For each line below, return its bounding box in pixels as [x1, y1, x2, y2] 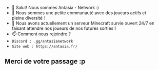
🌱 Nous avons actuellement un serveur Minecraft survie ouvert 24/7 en [11, 20, 155, 26]
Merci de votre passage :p [4, 57, 86, 66]
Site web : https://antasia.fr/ [11, 44, 78, 49]
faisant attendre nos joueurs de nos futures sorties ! [11, 25, 116, 31]
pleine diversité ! [11, 15, 45, 21]
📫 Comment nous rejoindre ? [11, 31, 71, 37]
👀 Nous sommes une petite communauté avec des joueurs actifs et [11, 10, 147, 16]
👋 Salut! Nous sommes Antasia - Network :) [11, 5, 99, 10]
